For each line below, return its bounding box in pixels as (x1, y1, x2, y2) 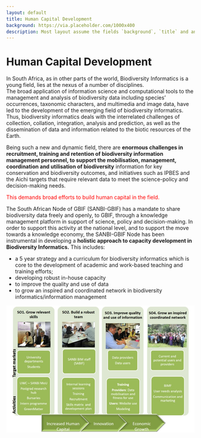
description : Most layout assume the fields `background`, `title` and (6, 29, 188, 35)
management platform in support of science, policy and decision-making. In (6, 218, 193, 225)
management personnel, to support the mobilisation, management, (6, 156, 176, 164)
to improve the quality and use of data (14, 280, 109, 288)
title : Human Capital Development (6, 16, 93, 22)
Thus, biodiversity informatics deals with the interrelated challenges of (6, 113, 180, 120)
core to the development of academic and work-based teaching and (14, 261, 184, 269)
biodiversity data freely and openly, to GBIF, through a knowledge (6, 212, 168, 219)
